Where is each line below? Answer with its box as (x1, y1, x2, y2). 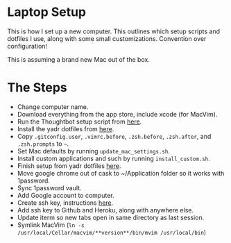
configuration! (7, 42, 47, 50)
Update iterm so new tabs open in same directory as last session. (17, 213, 205, 221)
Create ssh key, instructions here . (17, 199, 114, 207)
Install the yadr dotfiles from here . (17, 124, 114, 133)
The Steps (7, 80, 67, 96)
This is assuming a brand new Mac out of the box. (7, 55, 151, 63)
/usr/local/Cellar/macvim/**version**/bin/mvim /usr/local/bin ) (17, 228, 207, 236)
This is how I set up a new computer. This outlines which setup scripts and (7, 27, 221, 35)
